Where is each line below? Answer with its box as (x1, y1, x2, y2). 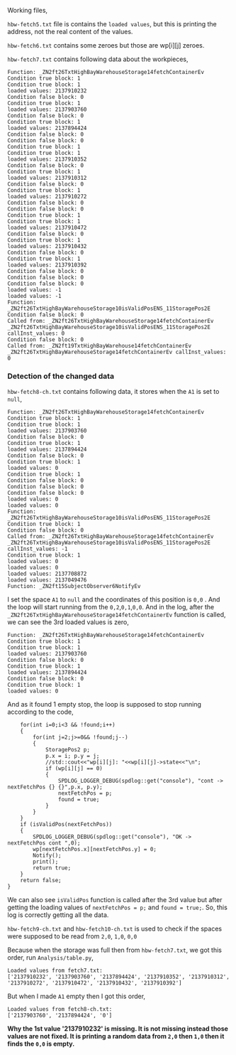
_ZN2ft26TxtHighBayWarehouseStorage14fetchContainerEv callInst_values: (7, 348, 227, 355)
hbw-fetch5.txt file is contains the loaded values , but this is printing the (7, 20, 218, 28)
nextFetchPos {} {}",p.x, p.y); (7, 783, 103, 791)
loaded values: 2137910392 (7, 262, 87, 269)
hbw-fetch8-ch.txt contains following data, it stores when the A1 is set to (7, 387, 220, 396)
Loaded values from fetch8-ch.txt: (7, 1006, 113, 1013)
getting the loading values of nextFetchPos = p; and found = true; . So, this (7, 903, 228, 912)
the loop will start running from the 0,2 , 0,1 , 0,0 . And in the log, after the (7, 603, 215, 611)
